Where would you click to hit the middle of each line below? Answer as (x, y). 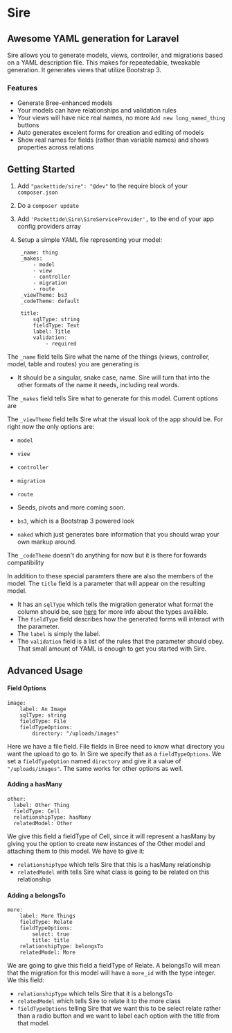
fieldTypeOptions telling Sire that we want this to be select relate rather (119, 1009)
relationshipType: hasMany (52, 817)
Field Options (27, 688)
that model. (33, 1023)
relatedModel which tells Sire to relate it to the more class (99, 1001)
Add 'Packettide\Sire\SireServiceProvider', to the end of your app (116, 219)
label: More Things (48, 916)
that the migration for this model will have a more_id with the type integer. (111, 973)
